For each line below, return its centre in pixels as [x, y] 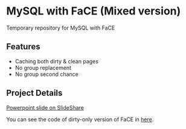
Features [23, 47]
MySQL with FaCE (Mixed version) [94, 11]
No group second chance [46, 74]
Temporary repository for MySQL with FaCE [61, 28]
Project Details [34, 93]
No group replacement [43, 68]
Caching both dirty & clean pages [56, 61]
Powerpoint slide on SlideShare [45, 107]
